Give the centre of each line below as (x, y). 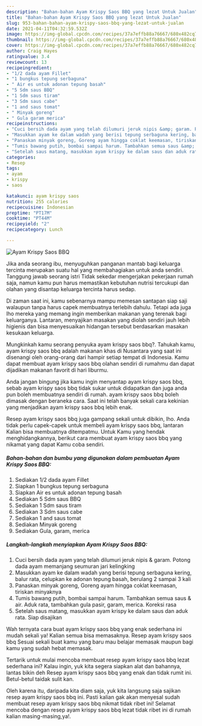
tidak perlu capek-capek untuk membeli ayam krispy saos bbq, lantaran (95, 425)
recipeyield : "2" (28, 224)
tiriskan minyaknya (38, 592)
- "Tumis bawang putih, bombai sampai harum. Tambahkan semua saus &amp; (101, 146)
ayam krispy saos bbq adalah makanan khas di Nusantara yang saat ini (94, 351)
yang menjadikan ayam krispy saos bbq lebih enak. (69, 407)
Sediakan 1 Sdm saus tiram (48, 505)
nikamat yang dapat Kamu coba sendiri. (56, 444)
